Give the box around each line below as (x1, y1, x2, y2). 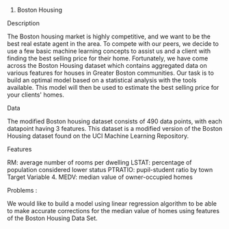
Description (7, 19, 40, 27)
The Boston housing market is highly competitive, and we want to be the (7, 32, 211, 40)
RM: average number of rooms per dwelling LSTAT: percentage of (7, 158, 193, 167)
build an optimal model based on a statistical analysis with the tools (7, 76, 197, 84)
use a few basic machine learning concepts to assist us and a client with (7, 47, 211, 55)
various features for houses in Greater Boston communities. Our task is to (7, 69, 214, 77)
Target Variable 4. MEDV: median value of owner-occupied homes (7, 173, 193, 181)
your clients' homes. (7, 91, 65, 99)
